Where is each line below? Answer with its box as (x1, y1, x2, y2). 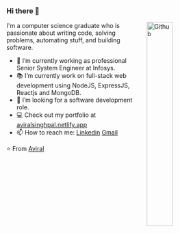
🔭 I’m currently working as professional (16, 57, 127, 65)
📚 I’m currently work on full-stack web (16, 72, 127, 80)
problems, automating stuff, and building (6, 36, 120, 44)
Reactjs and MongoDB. (16, 89, 81, 97)
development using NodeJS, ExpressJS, (16, 81, 130, 90)
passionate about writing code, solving (6, 29, 116, 37)
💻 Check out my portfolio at (16, 111, 97, 119)
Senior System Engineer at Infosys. (16, 64, 116, 72)
